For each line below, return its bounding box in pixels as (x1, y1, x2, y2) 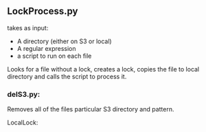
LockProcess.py (7, 5, 78, 17)
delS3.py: (7, 89, 41, 99)
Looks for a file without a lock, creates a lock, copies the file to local (7, 65, 200, 73)
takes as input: (7, 23, 49, 32)
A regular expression (16, 44, 77, 52)
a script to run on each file (16, 52, 92, 60)
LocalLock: (7, 118, 38, 126)
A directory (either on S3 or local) (16, 37, 112, 45)
